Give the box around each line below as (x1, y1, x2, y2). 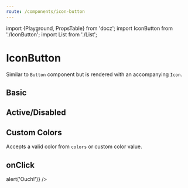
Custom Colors (6, 127, 63, 138)
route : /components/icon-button (6, 8, 85, 15)
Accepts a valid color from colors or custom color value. (6, 143, 142, 150)
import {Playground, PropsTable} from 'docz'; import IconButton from (6, 25, 173, 32)
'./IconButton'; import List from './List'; (6, 30, 98, 38)
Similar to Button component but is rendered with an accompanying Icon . (6, 71, 183, 78)
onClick (6, 160, 35, 170)
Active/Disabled (6, 108, 66, 118)
